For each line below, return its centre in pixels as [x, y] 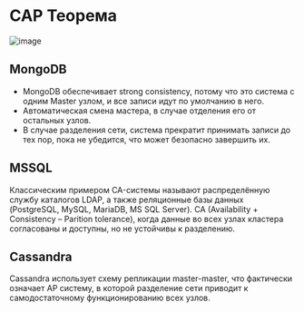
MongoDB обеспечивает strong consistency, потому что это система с [158, 91]
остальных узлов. [57, 120]
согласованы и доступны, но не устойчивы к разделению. [123, 229]
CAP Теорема [64, 16]
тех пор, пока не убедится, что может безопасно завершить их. [146, 139]
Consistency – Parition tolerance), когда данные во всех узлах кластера [147, 219]
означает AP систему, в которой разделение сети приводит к [129, 288]
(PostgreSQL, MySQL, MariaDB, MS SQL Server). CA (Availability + [134, 209]
